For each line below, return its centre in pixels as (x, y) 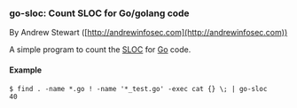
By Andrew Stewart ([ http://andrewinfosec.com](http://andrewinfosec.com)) (148, 33)
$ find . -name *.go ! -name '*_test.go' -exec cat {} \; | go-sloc (138, 89)
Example (26, 70)
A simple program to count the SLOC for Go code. (100, 50)
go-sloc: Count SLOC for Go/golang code (99, 13)
